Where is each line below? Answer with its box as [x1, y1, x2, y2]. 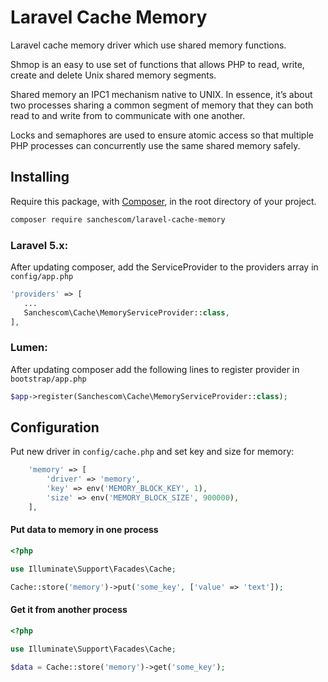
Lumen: [10, 341, 48, 355]
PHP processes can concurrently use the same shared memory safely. [10, 139, 301, 151]
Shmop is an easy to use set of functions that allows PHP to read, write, [10, 58, 305, 70]
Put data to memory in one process [10, 524, 159, 536]
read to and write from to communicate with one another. [10, 109, 246, 121]
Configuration [10, 419, 100, 436]
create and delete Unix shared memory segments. [10, 69, 217, 81]
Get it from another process [10, 604, 128, 616]
